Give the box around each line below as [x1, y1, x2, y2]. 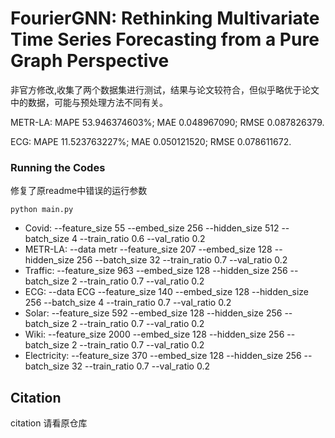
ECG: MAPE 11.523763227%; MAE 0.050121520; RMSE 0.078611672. [10, 135, 292, 147]
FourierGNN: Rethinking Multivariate [10, 7, 320, 30]
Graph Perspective [10, 50, 170, 72]
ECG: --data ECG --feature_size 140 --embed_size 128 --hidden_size [24, 286, 310, 298]
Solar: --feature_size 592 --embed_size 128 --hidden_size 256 [24, 307, 283, 319]
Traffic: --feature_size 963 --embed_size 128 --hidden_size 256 [24, 265, 288, 277]
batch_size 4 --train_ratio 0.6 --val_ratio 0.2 [24, 233, 206, 245]
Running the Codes [10, 160, 106, 174]
